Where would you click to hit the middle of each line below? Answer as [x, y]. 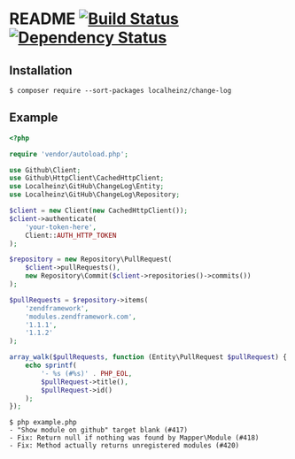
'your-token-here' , [61, 227]
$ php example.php [43, 423]
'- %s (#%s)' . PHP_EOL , [87, 373]
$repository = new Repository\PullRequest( [91, 260]
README [43, 19]
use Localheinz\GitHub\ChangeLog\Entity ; [87, 187]
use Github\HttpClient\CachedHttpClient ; [87, 178]
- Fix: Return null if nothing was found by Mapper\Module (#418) [134, 438]
